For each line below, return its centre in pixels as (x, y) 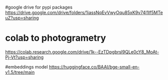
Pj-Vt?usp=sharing (25, 57)
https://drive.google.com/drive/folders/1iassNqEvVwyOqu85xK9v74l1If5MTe (84, 12)
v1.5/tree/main (20, 72)
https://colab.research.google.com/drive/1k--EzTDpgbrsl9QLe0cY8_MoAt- (82, 51)
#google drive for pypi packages (39, 7)
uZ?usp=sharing (22, 18)
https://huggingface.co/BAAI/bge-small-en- (94, 66)
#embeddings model (27, 66)
